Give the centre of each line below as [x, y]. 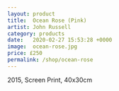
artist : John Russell [39, 27]
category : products [36, 34]
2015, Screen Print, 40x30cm [50, 80]
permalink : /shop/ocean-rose [50, 60]
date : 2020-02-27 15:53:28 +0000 [60, 40]
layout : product [31, 14]
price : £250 [25, 54]
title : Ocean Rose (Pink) [47, 20]
